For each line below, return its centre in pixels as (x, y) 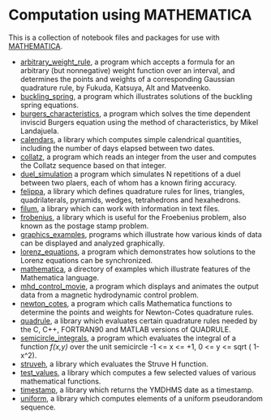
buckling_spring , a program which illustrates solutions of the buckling (136, 96)
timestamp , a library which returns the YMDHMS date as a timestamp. (137, 390)
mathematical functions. (60, 381)
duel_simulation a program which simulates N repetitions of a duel (130, 174)
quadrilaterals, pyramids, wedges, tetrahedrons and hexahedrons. (130, 200)
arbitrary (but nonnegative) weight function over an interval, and (127, 70)
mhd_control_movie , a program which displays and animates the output (140, 286)
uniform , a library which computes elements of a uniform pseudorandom (142, 398)
